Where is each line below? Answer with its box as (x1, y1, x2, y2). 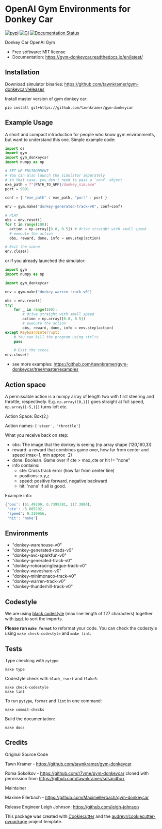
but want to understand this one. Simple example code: (5, 137, 115, 142)
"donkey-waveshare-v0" (12, 568, 62, 574)
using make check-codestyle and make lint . (5, 630, 92, 636)
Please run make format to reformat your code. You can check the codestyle (5, 626, 158, 631)
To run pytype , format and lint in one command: (5, 698, 102, 704)
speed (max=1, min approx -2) (12, 452, 73, 458)
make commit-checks (5, 707, 45, 712)
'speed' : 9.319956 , (7, 511, 47, 516)
